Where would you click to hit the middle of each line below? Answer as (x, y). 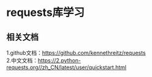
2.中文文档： (22, 61)
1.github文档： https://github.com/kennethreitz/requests (76, 53)
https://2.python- (59, 61)
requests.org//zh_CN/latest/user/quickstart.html (67, 67)
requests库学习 (45, 13)
